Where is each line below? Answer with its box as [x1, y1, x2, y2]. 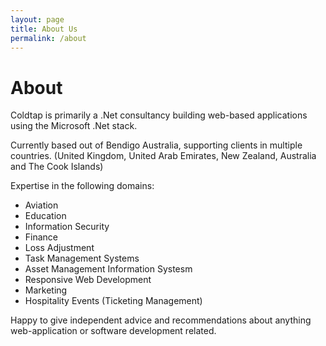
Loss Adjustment [24, 242, 95, 254]
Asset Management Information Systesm [24, 263, 193, 275]
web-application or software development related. [10, 325, 217, 337]
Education [24, 210, 67, 222]
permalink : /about [10, 33, 87, 43]
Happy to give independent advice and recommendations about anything [10, 314, 312, 326]
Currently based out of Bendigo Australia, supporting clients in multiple [10, 139, 303, 151]
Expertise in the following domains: [10, 180, 155, 192]
